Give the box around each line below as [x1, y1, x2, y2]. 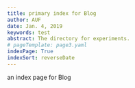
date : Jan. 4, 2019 [7, 23, 63, 29]
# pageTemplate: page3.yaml [7, 42, 88, 48]
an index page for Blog [7, 73, 71, 81]
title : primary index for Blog [7, 10, 97, 17]
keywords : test [7, 29, 51, 36]
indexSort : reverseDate [7, 55, 75, 61]
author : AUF [7, 16, 41, 23]
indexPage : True [7, 48, 53, 55]
